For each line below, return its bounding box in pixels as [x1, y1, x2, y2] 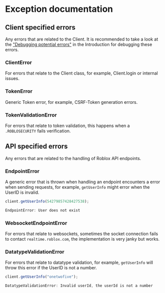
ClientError [5, 59, 32, 66]
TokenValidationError [5, 111, 57, 118]
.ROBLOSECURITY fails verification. [5, 127, 71, 134]
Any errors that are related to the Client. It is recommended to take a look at [5, 36, 159, 42]
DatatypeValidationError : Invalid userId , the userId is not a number [5, 283, 153, 289]
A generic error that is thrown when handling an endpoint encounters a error [5, 179, 161, 185]
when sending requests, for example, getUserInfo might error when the [5, 184, 150, 190]
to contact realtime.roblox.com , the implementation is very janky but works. [5, 236, 160, 242]
